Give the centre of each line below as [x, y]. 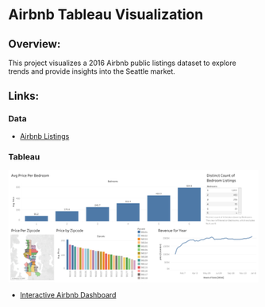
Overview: [35, 44]
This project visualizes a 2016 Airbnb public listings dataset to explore [122, 63]
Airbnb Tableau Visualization [106, 15]
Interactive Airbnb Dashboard [68, 294]
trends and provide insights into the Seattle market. [92, 71]
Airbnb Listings [44, 136]
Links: [24, 96]
